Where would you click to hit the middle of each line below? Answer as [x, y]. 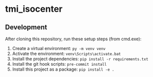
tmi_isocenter [34, 9]
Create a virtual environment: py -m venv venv [59, 48]
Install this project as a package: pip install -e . [63, 69]
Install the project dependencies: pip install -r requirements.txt [80, 59]
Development [26, 27]
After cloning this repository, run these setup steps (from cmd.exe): [73, 39]
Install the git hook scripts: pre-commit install [60, 64]
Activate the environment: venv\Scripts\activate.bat [67, 53]
